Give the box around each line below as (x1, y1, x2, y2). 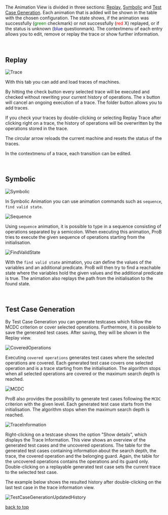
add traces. (5, 105, 29, 111)
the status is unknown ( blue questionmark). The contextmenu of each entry (5, 26, 163, 32)
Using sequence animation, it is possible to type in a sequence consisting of (5, 223, 161, 229)
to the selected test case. (5, 469, 58, 475)
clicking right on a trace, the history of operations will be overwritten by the (5, 120, 162, 126)
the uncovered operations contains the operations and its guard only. (5, 458, 149, 464)
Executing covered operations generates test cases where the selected (5, 354, 154, 360)
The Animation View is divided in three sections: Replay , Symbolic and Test (5, 4, 162, 10)
